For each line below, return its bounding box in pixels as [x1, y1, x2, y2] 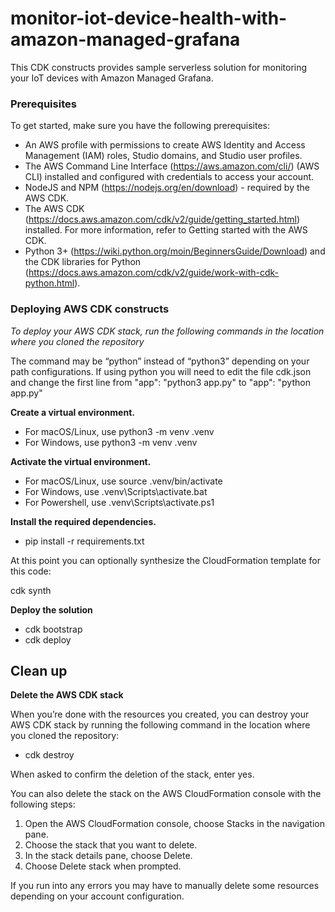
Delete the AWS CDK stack [10, 689, 124, 701]
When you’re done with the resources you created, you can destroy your [10, 708, 310, 721]
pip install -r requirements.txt [24, 535, 145, 547]
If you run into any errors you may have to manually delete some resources [10, 880, 320, 892]
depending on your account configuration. [10, 890, 185, 902]
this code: [10, 565, 52, 577]
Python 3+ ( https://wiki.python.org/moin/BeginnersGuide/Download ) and [24, 245, 326, 257]
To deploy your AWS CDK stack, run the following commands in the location [10, 325, 325, 337]
